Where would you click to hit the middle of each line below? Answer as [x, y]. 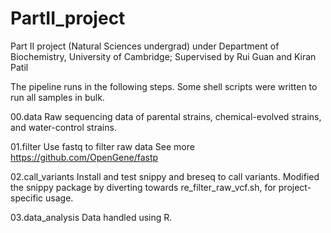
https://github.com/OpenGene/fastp [84, 157]
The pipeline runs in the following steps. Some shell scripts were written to [164, 86]
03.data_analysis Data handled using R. [91, 217]
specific [27, 198]
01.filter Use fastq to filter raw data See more [102, 146]
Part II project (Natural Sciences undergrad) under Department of [145, 46]
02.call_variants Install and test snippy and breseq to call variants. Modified [165, 176]
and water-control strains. [63, 127]
